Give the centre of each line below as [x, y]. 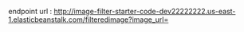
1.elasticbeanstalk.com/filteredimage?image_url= [89, 20]
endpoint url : [30, 11]
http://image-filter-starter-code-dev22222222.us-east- [145, 11]
